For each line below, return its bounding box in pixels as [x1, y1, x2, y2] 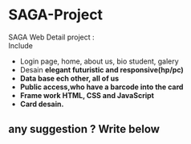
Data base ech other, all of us [19, 73, 120, 83]
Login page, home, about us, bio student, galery [19, 56, 179, 66]
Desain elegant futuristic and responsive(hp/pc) [19, 64, 184, 74]
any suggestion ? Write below [8, 122, 161, 136]
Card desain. [19, 99, 64, 109]
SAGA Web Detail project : [8, 32, 95, 42]
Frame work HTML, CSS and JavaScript [19, 90, 155, 100]
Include [8, 40, 34, 50]
